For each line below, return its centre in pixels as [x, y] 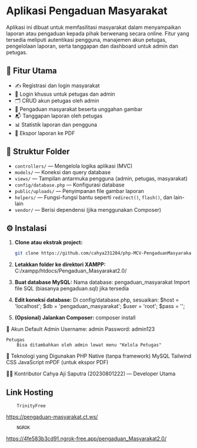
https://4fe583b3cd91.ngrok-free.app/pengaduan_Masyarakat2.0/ [86, 439]
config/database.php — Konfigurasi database [69, 185]
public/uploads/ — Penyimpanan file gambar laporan [79, 191]
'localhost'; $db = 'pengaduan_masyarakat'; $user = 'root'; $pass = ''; [100, 306]
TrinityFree [31, 406]
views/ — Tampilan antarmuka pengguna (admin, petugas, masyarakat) [101, 178]
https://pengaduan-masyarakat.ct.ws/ [52, 417]
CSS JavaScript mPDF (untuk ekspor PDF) [57, 362]
